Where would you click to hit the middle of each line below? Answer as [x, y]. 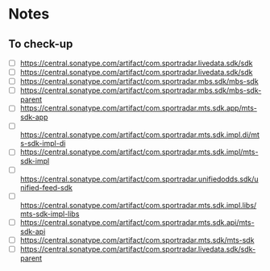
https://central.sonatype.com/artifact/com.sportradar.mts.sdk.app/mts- [139, 108]
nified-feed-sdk [46, 187]
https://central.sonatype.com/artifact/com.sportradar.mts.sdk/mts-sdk [137, 240]
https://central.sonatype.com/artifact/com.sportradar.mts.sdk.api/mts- [137, 222]
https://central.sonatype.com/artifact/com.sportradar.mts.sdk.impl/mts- [139, 152]
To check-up [41, 44]
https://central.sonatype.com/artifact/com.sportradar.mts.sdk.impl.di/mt [140, 135]
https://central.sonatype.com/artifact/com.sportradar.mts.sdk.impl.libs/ [138, 205]
